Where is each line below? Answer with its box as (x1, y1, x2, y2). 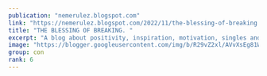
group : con (8, 48, 44, 56)
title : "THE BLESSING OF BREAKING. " (8, 26, 133, 34)
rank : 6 (8, 56, 34, 64)
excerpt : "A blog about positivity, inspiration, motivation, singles (8, 33, 247, 42)
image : (8, 41, 30, 49)
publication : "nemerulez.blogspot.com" (8, 11, 141, 20)
